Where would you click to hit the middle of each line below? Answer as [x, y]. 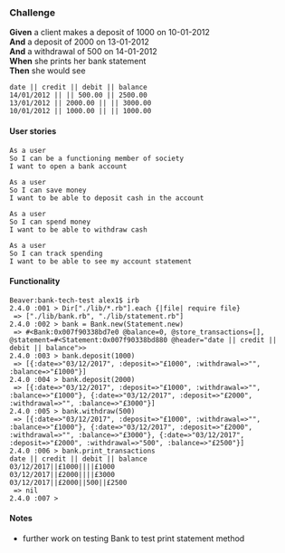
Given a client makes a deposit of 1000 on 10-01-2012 [110, 33]
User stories [33, 131]
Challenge [33, 13]
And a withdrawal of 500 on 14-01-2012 [84, 52]
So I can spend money [50, 222]
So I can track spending [56, 253]
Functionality [35, 281]
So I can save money [48, 190]
